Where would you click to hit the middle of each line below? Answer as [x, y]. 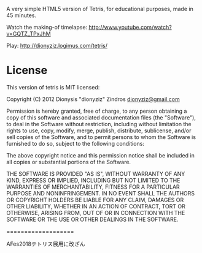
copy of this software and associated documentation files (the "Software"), [101, 117]
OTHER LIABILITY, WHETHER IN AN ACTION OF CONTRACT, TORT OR [96, 206]
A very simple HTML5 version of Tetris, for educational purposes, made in [100, 9]
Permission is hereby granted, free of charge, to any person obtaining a [97, 111]
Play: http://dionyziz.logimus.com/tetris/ [57, 46]
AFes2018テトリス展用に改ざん [46, 244]
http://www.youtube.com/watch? [130, 27]
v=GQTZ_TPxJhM [29, 34]
